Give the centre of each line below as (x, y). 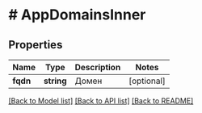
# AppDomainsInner (77, 15)
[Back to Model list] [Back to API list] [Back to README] (101, 101)
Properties (36, 45)
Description (98, 67)
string (55, 81)
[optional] (147, 81)
